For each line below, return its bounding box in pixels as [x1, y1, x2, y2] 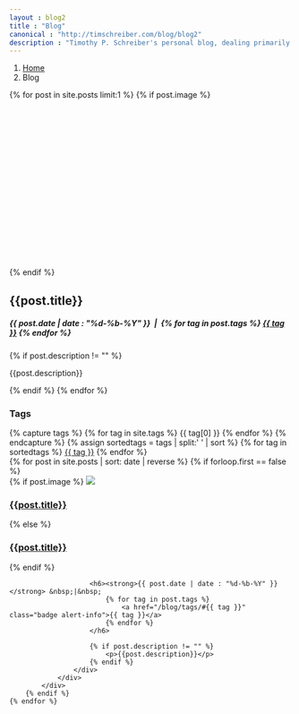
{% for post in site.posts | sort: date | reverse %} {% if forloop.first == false [9, 456, 286, 467]
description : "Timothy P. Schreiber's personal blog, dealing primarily [9, 38, 291, 47]
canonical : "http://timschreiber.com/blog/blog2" [9, 30, 202, 39]
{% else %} [9, 519, 52, 529]
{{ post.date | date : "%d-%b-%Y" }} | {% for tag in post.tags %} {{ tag [9, 318, 285, 329]
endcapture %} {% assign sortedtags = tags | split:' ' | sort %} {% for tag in [9, 436, 287, 448]
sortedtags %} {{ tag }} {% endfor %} [9, 446, 148, 457]
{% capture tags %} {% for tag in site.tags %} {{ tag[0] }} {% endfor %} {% [9, 427, 286, 438]
